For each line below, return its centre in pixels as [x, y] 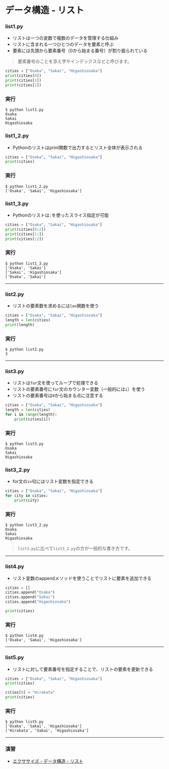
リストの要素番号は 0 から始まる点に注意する [58, 396]
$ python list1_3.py [27, 263]
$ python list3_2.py [27, 525]
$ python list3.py [24, 444]
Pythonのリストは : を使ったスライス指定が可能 [61, 215]
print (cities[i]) [32, 419]
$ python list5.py [24, 722]
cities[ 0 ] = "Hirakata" [30, 693]
